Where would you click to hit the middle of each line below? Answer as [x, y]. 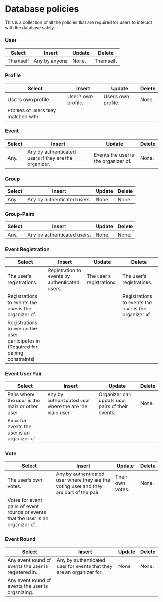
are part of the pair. [78, 493]
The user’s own [25, 480]
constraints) [21, 359]
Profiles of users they [32, 110]
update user [113, 401]
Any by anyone [51, 61]
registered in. [23, 572]
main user [59, 413]
